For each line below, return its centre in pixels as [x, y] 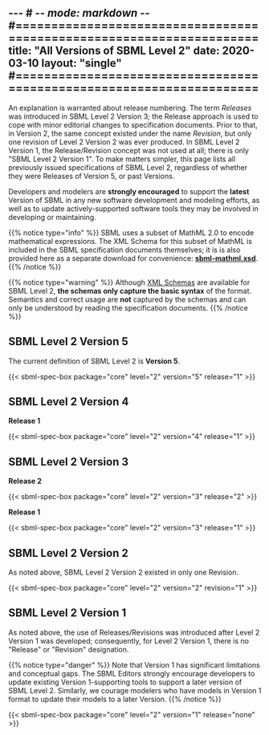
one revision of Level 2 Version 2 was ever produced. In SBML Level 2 [124, 142]
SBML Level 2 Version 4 [69, 402]
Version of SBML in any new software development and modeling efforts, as [134, 200]
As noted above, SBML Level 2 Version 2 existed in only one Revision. [124, 572]
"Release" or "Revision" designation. [69, 649]
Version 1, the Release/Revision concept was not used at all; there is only [128, 150]
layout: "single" [82, 63]
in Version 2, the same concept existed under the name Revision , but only [130, 133]
